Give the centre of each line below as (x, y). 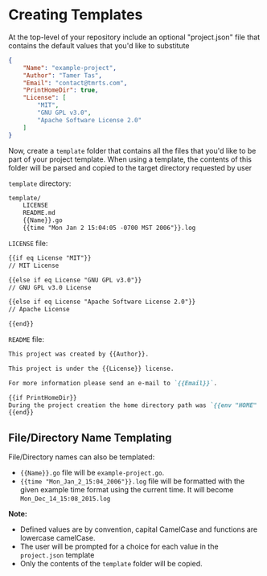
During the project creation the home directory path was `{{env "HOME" (133, 405)
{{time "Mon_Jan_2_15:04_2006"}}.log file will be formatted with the (132, 481)
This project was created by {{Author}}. (79, 354)
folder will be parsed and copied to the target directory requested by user (130, 167)
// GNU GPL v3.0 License (50, 287)
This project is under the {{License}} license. (91, 368)
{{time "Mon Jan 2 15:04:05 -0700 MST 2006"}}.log (109, 228)
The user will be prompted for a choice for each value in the (119, 547)
